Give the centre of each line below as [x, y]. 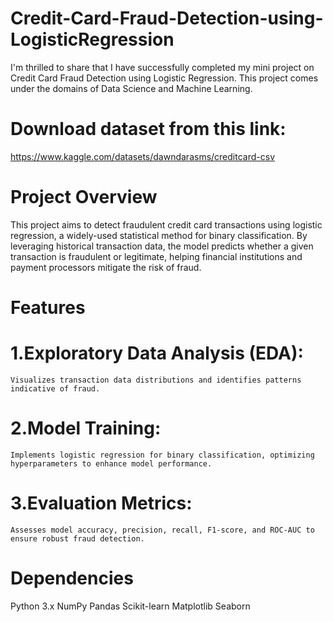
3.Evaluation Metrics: [101, 503]
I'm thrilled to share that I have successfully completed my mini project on [162, 67]
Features [48, 308]
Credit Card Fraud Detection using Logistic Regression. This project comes [164, 78]
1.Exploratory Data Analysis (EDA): [157, 353]
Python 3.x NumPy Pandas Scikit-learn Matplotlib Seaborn [130, 606]
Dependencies [72, 578]
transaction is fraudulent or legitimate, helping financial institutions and [156, 256]
